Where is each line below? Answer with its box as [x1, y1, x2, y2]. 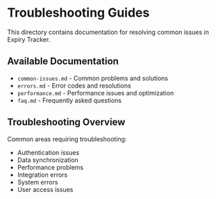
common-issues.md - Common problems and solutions [17, 74, 169, 82]
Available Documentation [7, 56, 119, 67]
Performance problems [17, 163, 84, 171]
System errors [17, 177, 58, 186]
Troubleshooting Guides [7, 5, 150, 21]
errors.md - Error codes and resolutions [17, 81, 131, 90]
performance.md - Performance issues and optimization [17, 88, 174, 97]
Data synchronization [17, 155, 78, 164]
